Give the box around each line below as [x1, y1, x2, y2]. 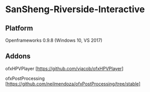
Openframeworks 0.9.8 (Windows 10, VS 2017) [5, 37, 103, 43]
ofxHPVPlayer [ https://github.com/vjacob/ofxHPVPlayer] [5, 65, 124, 72]
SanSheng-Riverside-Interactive [5, 4, 145, 15]
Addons [5, 52, 31, 60]
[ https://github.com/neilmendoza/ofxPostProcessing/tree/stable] [5, 80, 141, 87]
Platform [5, 24, 33, 33]
